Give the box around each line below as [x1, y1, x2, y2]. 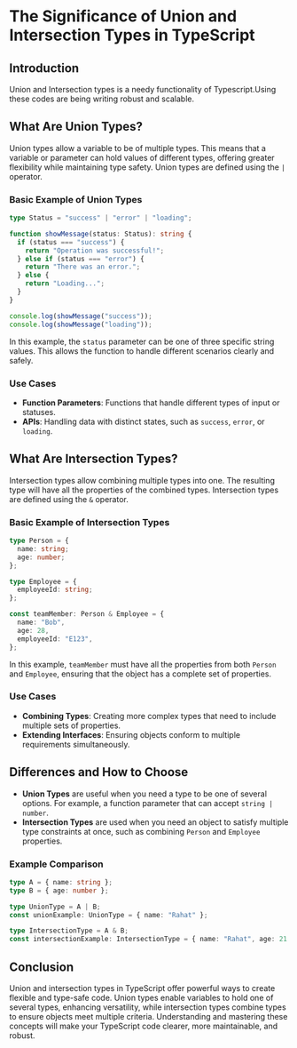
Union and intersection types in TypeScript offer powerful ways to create [9, 982, 276, 993]
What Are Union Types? [9, 119, 144, 134]
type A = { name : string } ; [9, 877, 113, 886]
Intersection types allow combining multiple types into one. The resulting [9, 475, 275, 485]
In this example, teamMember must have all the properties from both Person [9, 659, 277, 669]
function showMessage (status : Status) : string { [9, 229, 192, 238]
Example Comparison [9, 858, 104, 870]
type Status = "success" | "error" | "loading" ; [9, 213, 192, 223]
